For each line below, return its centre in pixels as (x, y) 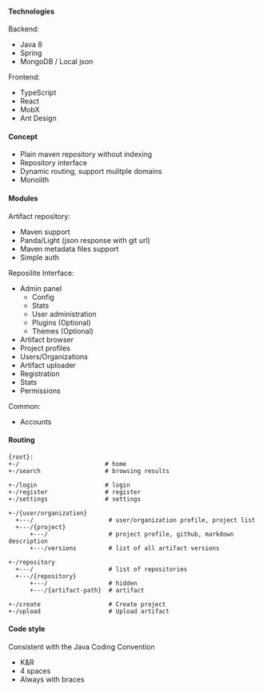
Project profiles (45, 348)
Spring (31, 53)
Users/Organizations (54, 356)
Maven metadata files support (69, 249)
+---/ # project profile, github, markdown (131, 534)
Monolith (34, 180)
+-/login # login (69, 485)
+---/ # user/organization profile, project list (135, 520)
